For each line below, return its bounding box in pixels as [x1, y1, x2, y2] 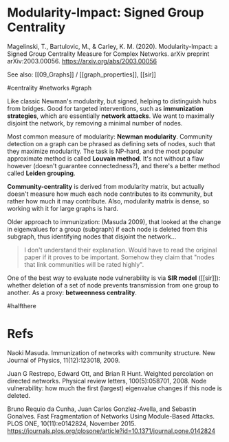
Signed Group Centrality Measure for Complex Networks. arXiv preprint [7, 50, 210, 58]
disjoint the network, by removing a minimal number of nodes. [7, 119, 183, 127]
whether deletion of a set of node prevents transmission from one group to [7, 281, 219, 289]
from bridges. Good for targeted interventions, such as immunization [7, 104, 204, 112]
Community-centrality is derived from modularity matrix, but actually [7, 182, 205, 190]
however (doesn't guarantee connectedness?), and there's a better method [7, 161, 220, 170]
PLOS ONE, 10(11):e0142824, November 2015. [7, 419, 136, 428]
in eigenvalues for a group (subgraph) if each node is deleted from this [7, 225, 208, 233]
